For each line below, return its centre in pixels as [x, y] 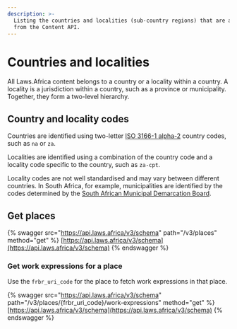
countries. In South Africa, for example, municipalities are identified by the [115, 186]
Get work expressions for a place [65, 266]
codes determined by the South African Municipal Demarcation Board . [109, 194]
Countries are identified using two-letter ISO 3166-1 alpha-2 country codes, [117, 136]
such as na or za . [32, 144]
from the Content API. [47, 27]
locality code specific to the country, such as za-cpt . [84, 165]
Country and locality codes [68, 119]
